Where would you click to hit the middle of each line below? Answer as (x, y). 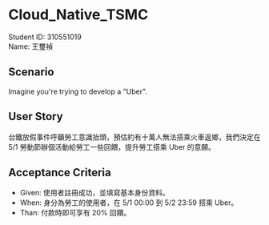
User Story (36, 117)
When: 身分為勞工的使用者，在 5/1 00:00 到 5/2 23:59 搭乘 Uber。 (129, 203)
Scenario (31, 72)
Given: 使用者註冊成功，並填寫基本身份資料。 (94, 193)
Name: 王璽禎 (31, 46)
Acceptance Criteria (60, 173)
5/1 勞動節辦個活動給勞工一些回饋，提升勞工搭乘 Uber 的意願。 (112, 147)
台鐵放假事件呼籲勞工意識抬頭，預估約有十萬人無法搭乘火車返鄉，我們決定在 (134, 137)
